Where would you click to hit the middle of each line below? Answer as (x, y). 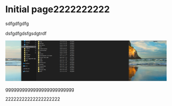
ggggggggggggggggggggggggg (40, 89)
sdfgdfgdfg (17, 23)
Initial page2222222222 (58, 9)
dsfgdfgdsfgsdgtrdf (26, 33)
